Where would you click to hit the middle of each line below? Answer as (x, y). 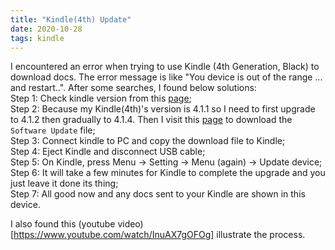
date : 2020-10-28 (46, 29)
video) (130, 224)
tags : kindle (37, 38)
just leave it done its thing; (64, 183)
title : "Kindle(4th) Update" (71, 19)
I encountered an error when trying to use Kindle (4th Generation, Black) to (165, 67)
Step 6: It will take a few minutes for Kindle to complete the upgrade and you (168, 173)
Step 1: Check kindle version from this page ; (101, 98)
